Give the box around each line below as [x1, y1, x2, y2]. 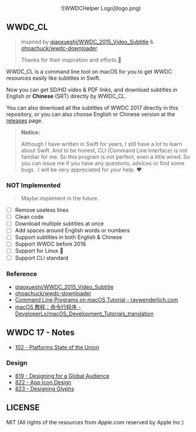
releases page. [6, 116, 43, 124]
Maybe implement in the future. [20, 195, 99, 202]
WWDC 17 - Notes [6, 328, 75, 338]
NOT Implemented [6, 181, 61, 189]
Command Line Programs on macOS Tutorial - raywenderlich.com [14, 296, 179, 303]
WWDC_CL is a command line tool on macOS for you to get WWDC [6, 68, 173, 75]
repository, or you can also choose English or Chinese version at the [6, 110, 176, 118]
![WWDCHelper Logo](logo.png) [61, 5, 141, 11]
